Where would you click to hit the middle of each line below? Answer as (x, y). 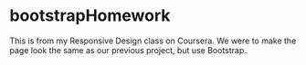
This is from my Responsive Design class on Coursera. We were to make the (153, 41)
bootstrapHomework (90, 16)
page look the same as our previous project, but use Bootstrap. (128, 50)
